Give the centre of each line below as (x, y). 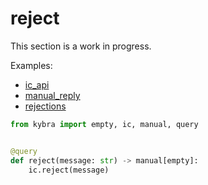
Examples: (31, 65)
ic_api (37, 84)
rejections (45, 106)
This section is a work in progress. (81, 46)
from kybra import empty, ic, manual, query (104, 124)
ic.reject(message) (69, 170)
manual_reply (52, 95)
